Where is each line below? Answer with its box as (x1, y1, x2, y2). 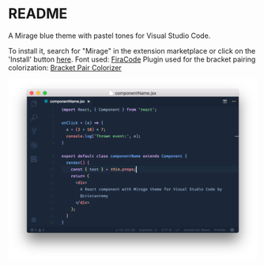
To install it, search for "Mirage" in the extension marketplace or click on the (8, 46, 256, 55)
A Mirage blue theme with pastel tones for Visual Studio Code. (8, 31, 211, 40)
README (8, 5, 68, 23)
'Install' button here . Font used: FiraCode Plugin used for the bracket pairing (8, 54, 256, 64)
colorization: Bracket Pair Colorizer (8, 62, 123, 72)
